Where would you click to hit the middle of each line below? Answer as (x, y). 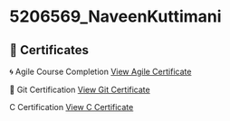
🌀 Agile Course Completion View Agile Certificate (101, 71)
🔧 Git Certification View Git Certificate (80, 89)
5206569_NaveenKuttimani (115, 17)
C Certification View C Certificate (72, 107)
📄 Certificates (49, 50)
